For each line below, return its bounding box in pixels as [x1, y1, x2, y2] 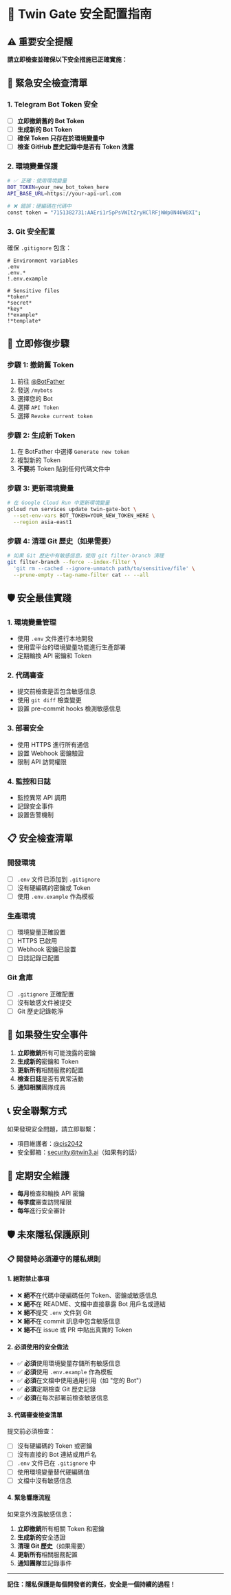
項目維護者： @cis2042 [16, 1139, 83, 1147]
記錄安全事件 [16, 802, 54, 810]
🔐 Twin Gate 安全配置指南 [7, 6, 152, 22]
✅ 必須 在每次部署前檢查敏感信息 [16, 1393, 109, 1402]
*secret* [7, 299, 32, 306]
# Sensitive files [7, 287, 60, 294]
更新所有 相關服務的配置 [16, 1065, 84, 1074]
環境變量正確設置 [16, 928, 66, 936]
